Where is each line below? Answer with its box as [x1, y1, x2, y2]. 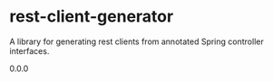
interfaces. [9, 45, 50, 56]
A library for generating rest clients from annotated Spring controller [9, 36, 265, 47]
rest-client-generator [9, 6, 174, 27]
